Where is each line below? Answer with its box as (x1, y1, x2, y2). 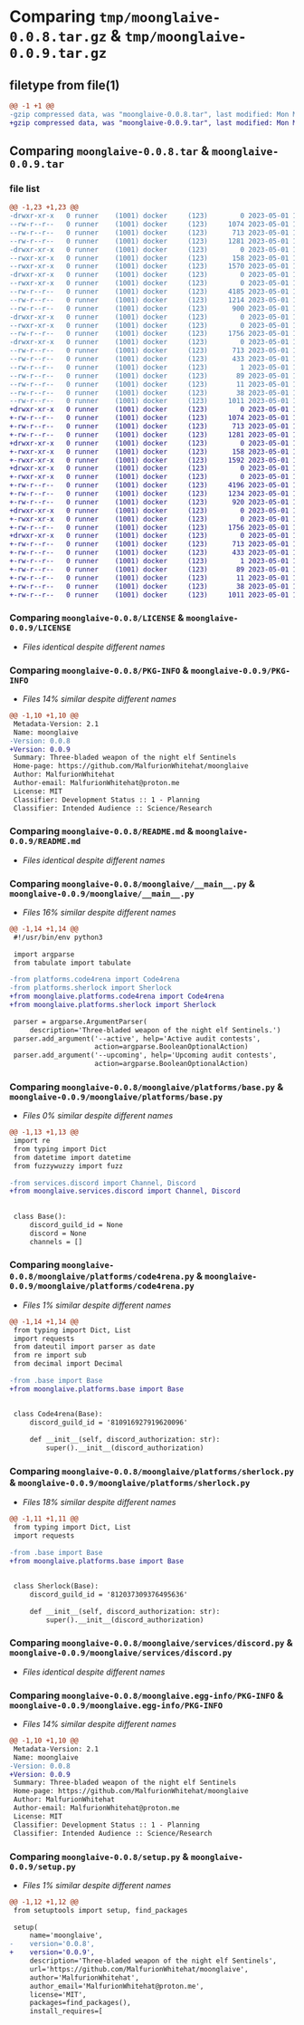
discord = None (29, 1229, 88, 1238)
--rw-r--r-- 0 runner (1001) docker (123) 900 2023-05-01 (9, 303, 290, 313)
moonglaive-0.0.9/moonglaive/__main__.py (9, 888, 195, 898)
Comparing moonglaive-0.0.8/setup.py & (9, 1850, 189, 1863)
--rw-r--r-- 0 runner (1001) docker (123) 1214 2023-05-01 (9, 295, 290, 304)
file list (9, 182, 41, 195)
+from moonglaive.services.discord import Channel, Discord (9, 1186, 242, 1196)
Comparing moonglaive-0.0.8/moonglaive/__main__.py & (9, 877, 256, 889)
